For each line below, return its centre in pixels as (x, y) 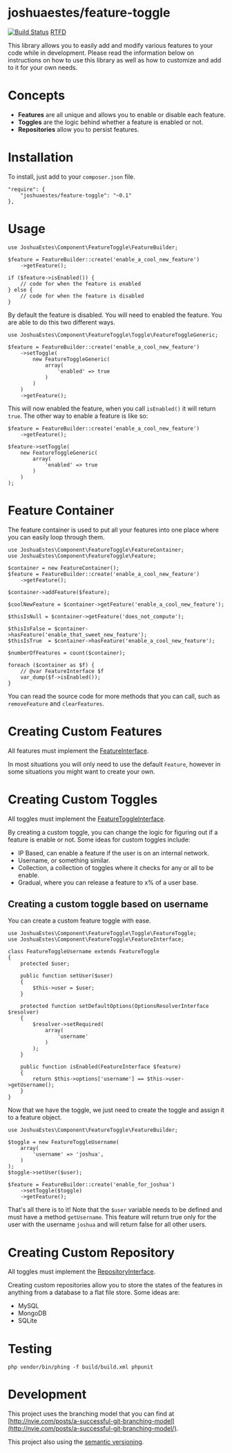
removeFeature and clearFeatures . (56, 703)
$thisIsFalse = (30, 629)
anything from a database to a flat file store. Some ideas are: (94, 1293)
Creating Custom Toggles (83, 799)
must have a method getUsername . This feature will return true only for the (112, 1217)
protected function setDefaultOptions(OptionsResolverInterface (115, 1007)
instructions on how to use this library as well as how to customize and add (115, 60)
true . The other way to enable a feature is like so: (78, 416)
